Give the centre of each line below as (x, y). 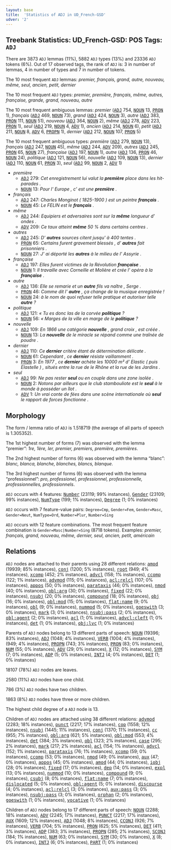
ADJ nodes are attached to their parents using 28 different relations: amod (82, 563)
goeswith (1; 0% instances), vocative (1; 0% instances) (66, 800)
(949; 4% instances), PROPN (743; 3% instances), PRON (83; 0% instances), (85, 644)
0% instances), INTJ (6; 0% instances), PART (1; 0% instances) (72, 842)
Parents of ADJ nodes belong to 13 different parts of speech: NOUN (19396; (83, 633)
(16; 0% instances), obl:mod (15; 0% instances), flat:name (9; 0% (77, 601)
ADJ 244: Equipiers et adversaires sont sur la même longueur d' (88, 216)
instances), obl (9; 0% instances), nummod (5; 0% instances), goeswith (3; (85, 607)
